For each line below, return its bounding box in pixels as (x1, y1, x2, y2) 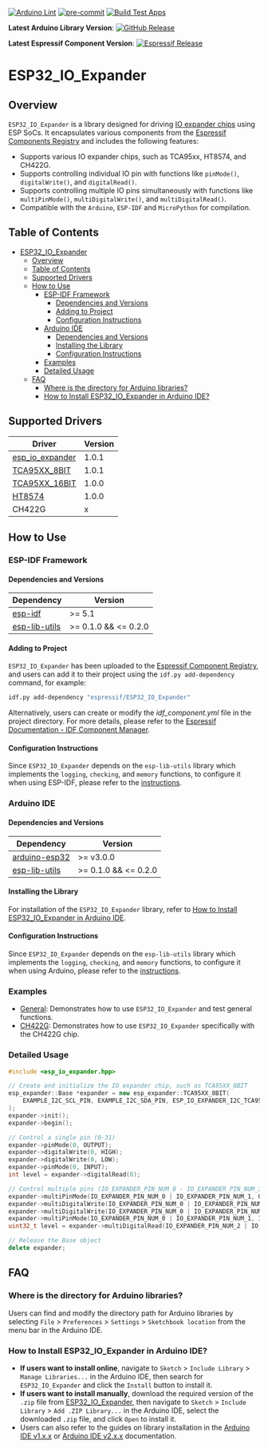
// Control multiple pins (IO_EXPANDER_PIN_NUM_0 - (8, 1184, 183, 1193)
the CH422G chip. (19, 1029, 80, 1039)
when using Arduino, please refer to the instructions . (8, 966, 181, 975)
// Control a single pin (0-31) (8, 1133, 116, 1141)
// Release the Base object (8, 1236, 102, 1245)
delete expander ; (8, 1244, 66, 1252)
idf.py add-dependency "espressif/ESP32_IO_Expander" (8, 693, 191, 702)
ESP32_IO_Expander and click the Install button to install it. (19, 1380, 213, 1390)
